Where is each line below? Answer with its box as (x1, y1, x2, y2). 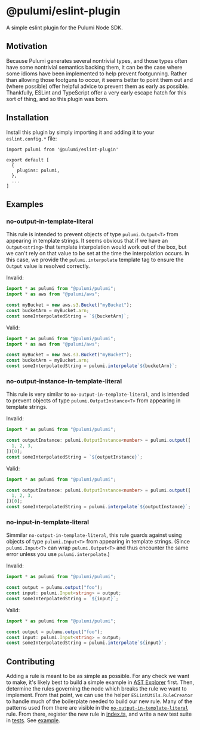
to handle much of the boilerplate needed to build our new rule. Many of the (6, 698, 193, 705)
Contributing (6, 656, 55, 667)
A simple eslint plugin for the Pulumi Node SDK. (6, 24, 124, 31)
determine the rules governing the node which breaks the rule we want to (6, 685, 187, 692)
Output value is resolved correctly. (6, 262, 91, 270)
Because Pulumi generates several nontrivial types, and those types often (6, 57, 188, 64)
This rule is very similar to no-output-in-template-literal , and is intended (6, 390, 189, 398)
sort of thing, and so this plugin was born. (6, 95, 109, 102)
